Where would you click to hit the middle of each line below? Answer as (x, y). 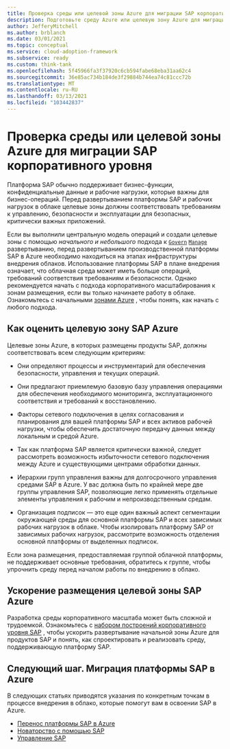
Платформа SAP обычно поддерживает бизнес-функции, (91, 184)
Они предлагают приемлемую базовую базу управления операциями (119, 386)
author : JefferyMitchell (42, 26)
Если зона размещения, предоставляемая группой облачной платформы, (115, 554)
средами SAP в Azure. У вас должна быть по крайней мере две (110, 484)
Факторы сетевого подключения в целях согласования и (100, 414)
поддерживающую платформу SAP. (59, 647)
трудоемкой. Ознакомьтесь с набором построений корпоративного (107, 625)
